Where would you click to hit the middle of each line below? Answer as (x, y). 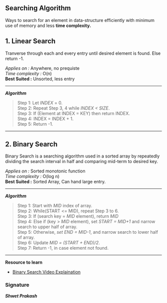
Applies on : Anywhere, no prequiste (42, 68)
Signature (17, 285)
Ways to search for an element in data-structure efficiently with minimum (80, 20)
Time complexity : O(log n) (32, 176)
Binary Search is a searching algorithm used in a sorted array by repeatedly (83, 156)
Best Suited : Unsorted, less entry (40, 79)
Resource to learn (24, 262)
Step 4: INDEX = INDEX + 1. (45, 119)
